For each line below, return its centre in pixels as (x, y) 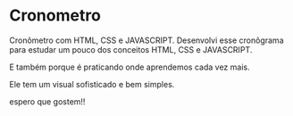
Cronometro (55, 16)
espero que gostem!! (47, 101)
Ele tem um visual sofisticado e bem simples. (92, 84)
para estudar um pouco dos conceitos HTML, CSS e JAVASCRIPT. (131, 49)
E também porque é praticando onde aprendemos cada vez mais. (130, 67)
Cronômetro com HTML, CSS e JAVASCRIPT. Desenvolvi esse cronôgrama (146, 40)
